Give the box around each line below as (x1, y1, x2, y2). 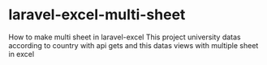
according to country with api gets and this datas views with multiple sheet (8, 40, 259, 50)
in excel (8, 49, 35, 59)
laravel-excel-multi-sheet (8, 6, 186, 24)
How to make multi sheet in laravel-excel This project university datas (8, 32, 241, 42)
